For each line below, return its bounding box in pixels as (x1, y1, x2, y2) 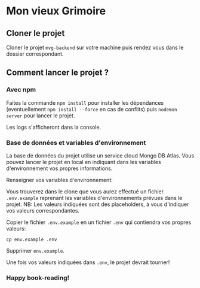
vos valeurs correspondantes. (6, 207, 79, 214)
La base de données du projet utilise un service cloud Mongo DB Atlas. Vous (6, 151, 195, 159)
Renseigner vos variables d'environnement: (6, 176, 113, 183)
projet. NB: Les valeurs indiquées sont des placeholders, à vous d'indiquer (6, 201, 189, 208)
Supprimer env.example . (6, 247, 64, 254)
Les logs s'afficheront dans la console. (6, 123, 101, 131)
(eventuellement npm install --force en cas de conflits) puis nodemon (6, 105, 177, 113)
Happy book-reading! (6, 274, 70, 282)
